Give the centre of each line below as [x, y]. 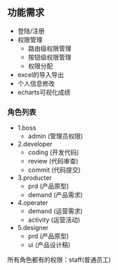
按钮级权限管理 [50, 57]
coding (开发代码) [53, 152]
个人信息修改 [36, 83]
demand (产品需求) [55, 195]
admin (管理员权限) [55, 136]
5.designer [33, 228]
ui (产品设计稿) [49, 245]
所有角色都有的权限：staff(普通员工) [59, 260]
